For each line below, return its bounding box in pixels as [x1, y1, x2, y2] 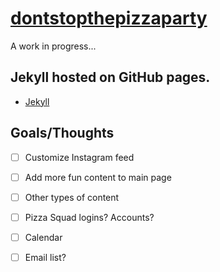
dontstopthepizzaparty [10, 7, 208, 30]
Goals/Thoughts [10, 125, 115, 142]
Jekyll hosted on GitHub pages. [10, 69, 211, 86]
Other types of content [24, 191, 120, 203]
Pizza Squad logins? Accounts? [24, 211, 155, 223]
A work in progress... [10, 40, 97, 52]
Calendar [24, 231, 63, 243]
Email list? [24, 251, 67, 263]
